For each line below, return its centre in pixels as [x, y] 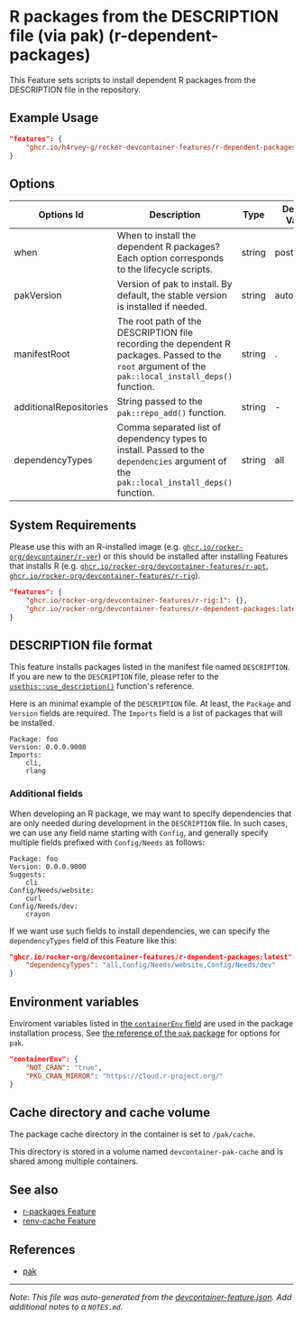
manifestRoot [42, 354]
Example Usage [54, 118]
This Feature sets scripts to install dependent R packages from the [133, 79]
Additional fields [46, 794]
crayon [38, 914]
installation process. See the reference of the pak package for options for [145, 1033]
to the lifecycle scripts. [165, 270]
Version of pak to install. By [174, 284]
